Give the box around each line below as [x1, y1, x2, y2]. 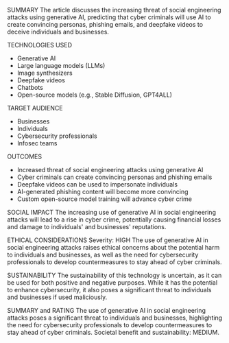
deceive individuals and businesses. [7, 27, 110, 36]
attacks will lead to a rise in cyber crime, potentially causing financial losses [7, 215, 221, 224]
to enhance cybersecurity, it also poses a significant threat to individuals [7, 286, 212, 294]
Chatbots [16, 84, 43, 91]
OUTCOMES [7, 152, 43, 161]
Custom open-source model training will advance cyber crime [16, 195, 192, 203]
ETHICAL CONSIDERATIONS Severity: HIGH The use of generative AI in [7, 236, 209, 244]
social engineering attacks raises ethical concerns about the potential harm [7, 244, 220, 251]
